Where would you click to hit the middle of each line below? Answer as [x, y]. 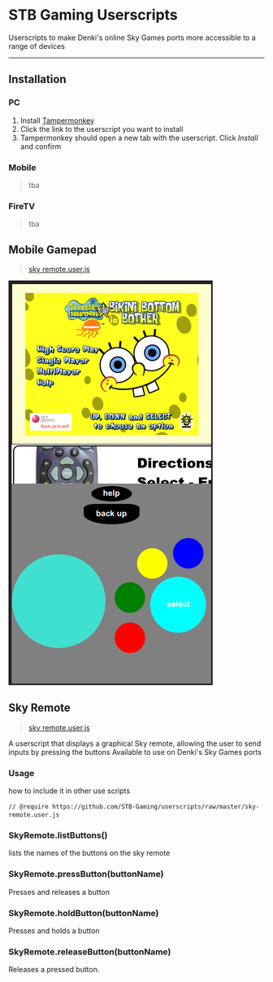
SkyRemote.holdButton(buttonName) [84, 913]
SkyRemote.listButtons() [58, 835]
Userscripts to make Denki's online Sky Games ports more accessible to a [132, 37]
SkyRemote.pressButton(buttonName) [86, 875]
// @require [28, 807]
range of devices [37, 46]
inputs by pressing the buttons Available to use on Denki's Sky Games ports [135, 752]
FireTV [22, 206]
